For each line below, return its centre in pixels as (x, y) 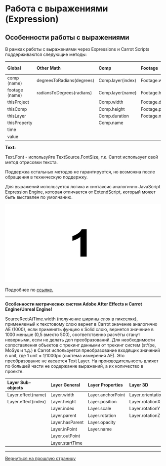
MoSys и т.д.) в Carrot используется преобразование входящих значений (83, 350)
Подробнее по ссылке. (29, 290)
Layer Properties (105, 385)
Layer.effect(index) (27, 402)
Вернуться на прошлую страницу (41, 458)
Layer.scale (100, 409)
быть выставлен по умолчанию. (39, 197)
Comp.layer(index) (118, 81)
